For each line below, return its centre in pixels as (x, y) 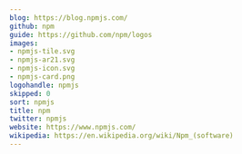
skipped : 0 (30, 93)
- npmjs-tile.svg (42, 52)
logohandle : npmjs (44, 85)
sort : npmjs (32, 102)
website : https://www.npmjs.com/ (73, 128)
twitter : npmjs (38, 119)
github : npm (32, 26)
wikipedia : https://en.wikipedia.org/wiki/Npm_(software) (121, 136)
